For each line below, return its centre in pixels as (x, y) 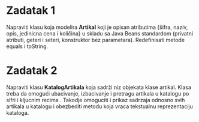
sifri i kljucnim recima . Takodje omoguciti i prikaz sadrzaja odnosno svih (96, 100)
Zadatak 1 (31, 11)
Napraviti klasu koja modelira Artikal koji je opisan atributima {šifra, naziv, (97, 27)
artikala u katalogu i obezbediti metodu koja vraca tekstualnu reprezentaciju (100, 106)
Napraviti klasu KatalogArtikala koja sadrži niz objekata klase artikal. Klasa (99, 87)
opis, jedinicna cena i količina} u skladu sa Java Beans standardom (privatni (100, 33)
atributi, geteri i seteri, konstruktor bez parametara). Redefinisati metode (95, 40)
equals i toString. (27, 46)
